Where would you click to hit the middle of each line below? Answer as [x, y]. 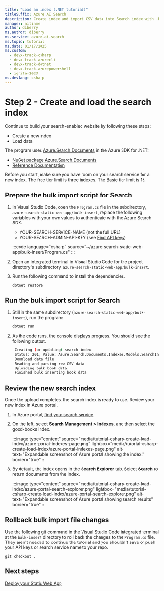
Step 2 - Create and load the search [78, 102]
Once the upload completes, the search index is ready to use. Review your [80, 400]
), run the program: [44, 318]
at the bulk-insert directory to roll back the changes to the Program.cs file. [80, 537]
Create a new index [31, 136]
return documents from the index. [46, 474]
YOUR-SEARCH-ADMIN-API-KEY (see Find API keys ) [72, 237]
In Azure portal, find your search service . [53, 415]
